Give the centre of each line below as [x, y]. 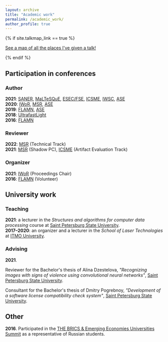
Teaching [17, 209]
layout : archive [22, 10]
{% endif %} [18, 58]
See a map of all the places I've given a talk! [51, 48]
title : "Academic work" [30, 15]
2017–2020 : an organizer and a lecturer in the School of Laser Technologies [84, 231]
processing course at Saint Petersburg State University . [62, 225]
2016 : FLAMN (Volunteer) [32, 179]
